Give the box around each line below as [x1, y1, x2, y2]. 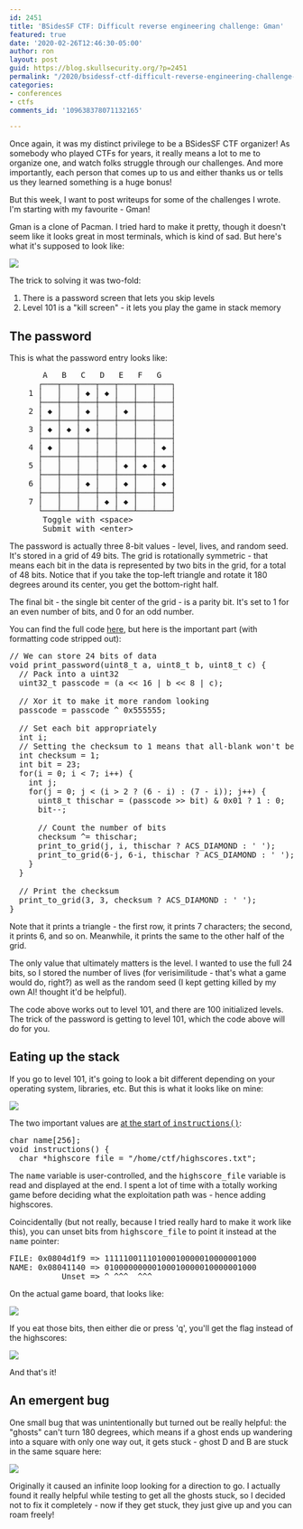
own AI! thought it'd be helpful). [9, 986, 127, 997]
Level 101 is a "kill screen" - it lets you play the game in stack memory [22, 302, 281, 313]
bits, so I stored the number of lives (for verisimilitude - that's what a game [9, 967, 287, 978]
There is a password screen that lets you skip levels [22, 293, 215, 304]
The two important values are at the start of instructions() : [9, 1118, 242, 1128]
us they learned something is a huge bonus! [9, 177, 173, 188]
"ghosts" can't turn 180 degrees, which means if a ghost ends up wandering [9, 1426, 293, 1438]
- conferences [9, 89, 63, 98]
